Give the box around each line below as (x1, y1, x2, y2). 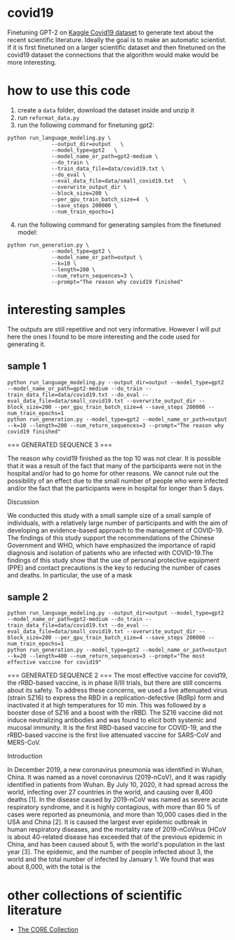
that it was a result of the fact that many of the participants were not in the (7, 462, 222, 470)
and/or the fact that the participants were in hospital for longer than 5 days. (7, 483, 224, 492)
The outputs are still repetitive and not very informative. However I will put (7, 325, 221, 333)
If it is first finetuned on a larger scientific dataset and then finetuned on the (7, 43, 226, 51)
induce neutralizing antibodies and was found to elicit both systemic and (7, 716, 217, 724)
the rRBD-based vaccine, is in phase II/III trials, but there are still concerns (7, 679, 222, 687)
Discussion (7, 497, 39, 506)
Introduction (7, 752, 43, 760)
